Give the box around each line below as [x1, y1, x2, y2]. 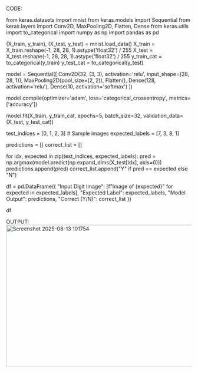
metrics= [169, 94, 191, 101]
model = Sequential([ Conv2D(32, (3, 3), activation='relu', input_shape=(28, [6, 71, 190, 77]
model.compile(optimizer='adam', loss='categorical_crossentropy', [6, 94, 168, 101]
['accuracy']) [6, 101, 38, 108]
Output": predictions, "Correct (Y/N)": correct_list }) [6, 196, 131, 202]
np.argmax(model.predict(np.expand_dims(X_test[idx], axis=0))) [6, 159, 162, 166]
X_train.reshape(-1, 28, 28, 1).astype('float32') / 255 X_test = [6, 47, 153, 54]
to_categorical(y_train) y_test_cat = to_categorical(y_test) [6, 59, 144, 66]
